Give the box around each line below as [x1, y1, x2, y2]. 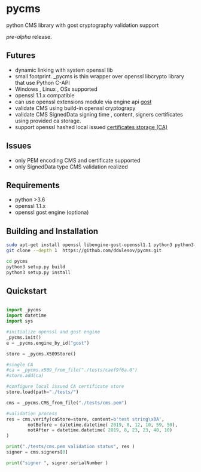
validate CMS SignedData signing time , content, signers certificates [14, 111, 184, 118]
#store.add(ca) [6, 373, 44, 379]
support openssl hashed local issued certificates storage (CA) [14, 123, 168, 130]
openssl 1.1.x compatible [14, 91, 75, 99]
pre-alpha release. [6, 33, 52, 40]
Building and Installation [6, 226, 99, 236]
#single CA [6, 361, 33, 367]
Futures [6, 50, 36, 61]
